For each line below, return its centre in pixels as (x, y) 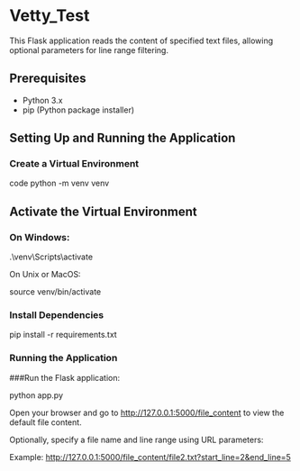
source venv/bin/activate (55, 292)
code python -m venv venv (59, 183)
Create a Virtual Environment (74, 164)
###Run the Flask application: (65, 377)
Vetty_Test (50, 16)
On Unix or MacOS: (45, 275)
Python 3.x (42, 100)
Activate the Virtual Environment (103, 211)
